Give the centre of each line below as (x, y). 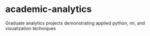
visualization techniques (31, 28)
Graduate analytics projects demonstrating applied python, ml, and (75, 23)
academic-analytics (49, 9)
